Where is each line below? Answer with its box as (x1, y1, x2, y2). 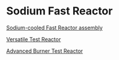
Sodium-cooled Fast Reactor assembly (6, 24, 103, 31)
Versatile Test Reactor (6, 35, 62, 43)
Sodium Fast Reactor (6, 4, 113, 18)
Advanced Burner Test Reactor (6, 47, 83, 55)
